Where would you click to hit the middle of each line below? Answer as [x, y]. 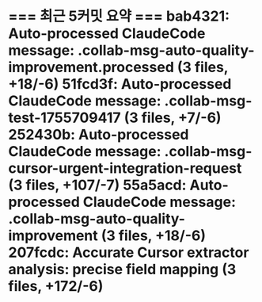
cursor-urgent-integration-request [125, 168]
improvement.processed [91, 67]
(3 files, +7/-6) [173, 118]
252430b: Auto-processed [99, 135]
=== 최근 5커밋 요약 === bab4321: [119, 16]
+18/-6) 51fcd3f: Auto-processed [120, 84]
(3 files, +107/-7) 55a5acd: [97, 185]
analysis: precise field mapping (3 [122, 270]
